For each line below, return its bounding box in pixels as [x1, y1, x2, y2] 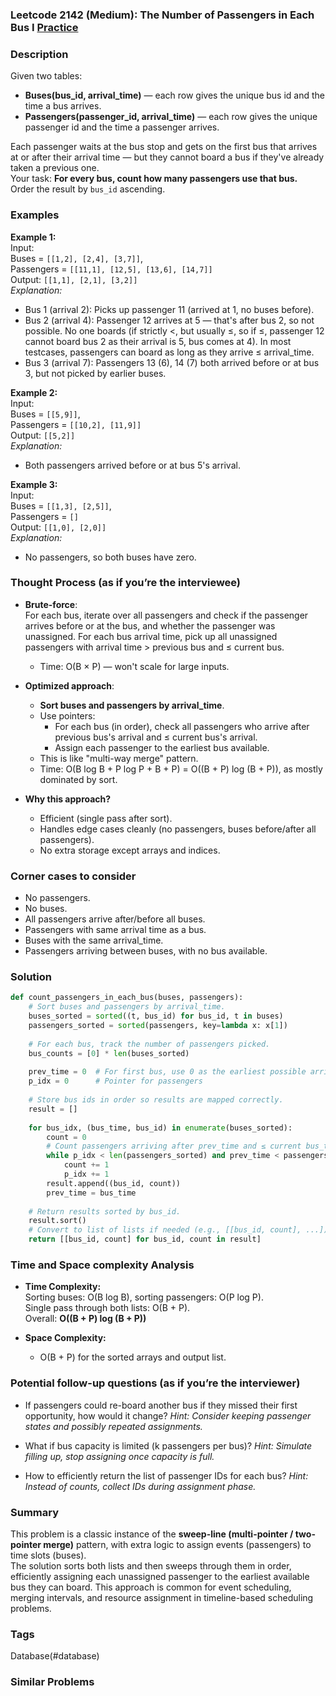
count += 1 [63, 1160, 110, 1170]
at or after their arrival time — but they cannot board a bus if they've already [10, 151, 325, 163]
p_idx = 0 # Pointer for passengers [28, 1076, 203, 1087]
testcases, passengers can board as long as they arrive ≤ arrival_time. [24, 346, 315, 358]
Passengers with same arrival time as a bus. [24, 924, 207, 936]
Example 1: [10, 231, 57, 243]
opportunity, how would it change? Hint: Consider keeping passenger [24, 1409, 312, 1422]
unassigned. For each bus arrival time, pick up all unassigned [24, 630, 278, 642]
